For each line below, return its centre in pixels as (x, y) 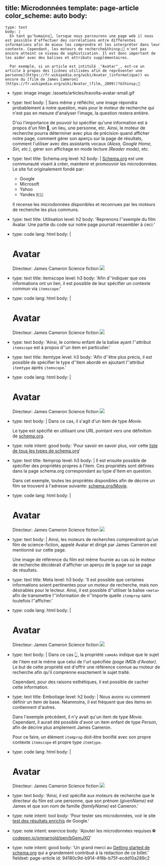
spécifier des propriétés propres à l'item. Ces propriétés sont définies (83, 466)
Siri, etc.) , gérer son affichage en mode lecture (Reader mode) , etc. (81, 149)
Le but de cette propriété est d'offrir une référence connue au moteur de (86, 667)
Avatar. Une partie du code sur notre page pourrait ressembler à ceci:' (84, 224)
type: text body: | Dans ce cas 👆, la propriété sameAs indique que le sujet (85, 654)
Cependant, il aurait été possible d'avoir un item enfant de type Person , (85, 722)
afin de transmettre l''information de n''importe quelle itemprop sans (82, 595)
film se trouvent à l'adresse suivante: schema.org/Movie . (70, 486)
